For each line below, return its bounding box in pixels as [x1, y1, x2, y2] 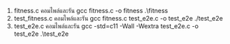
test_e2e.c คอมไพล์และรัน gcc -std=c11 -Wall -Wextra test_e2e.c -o [13, 22, 199, 30]
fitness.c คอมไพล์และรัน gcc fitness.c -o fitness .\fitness [13, 7, 168, 14]
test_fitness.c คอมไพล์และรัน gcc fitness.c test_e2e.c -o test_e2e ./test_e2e [13, 14, 224, 22]
